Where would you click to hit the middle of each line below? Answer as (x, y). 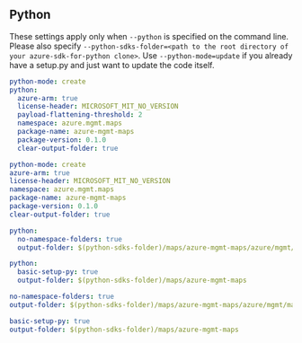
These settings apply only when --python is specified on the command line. (149, 36)
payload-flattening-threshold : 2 (80, 115)
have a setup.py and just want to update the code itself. (112, 65)
